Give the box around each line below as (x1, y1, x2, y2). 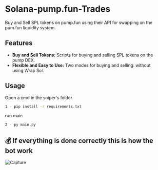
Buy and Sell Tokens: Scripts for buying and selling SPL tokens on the (12, 52, 154, 58)
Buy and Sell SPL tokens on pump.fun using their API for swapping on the (5, 20, 153, 25)
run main (5, 113, 23, 119)
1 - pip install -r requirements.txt (5, 104, 82, 109)
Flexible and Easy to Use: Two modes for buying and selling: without (12, 62, 151, 68)
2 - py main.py (5, 122, 36, 127)
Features (5, 39, 33, 47)
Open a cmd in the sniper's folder (5, 94, 72, 101)
